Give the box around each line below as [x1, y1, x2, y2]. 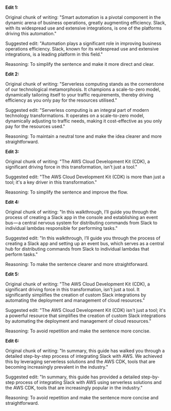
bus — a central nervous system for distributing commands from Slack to [5, 220, 158, 226]
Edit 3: [5, 149, 19, 155]
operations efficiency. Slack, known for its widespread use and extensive [5, 46, 159, 52]
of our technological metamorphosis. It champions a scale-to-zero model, [5, 86, 161, 92]
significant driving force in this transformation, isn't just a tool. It [5, 286, 140, 293]
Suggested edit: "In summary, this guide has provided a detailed [5, 374, 140, 380]
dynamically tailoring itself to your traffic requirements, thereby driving [5, 92, 154, 98]
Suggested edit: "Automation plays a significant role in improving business [5, 40, 162, 46]
